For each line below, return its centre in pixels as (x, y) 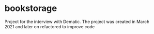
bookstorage (31, 8)
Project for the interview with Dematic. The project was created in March (77, 22)
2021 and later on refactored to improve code (50, 26)
